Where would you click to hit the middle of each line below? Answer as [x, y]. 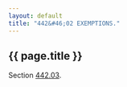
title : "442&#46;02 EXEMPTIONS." [64, 23]
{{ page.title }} [45, 56]
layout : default [35, 16]
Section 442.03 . [35, 75]
